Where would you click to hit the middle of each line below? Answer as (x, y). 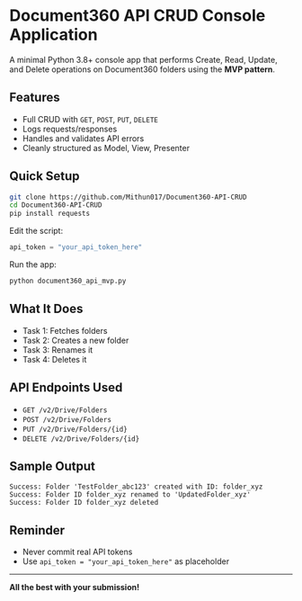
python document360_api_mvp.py (68, 281)
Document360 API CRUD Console (138, 16)
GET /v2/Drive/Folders (65, 410)
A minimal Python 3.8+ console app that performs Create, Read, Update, (143, 59)
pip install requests (50, 214)
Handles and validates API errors (83, 138)
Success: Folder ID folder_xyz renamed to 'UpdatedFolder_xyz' (130, 495)
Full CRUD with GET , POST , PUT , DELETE (90, 119)
